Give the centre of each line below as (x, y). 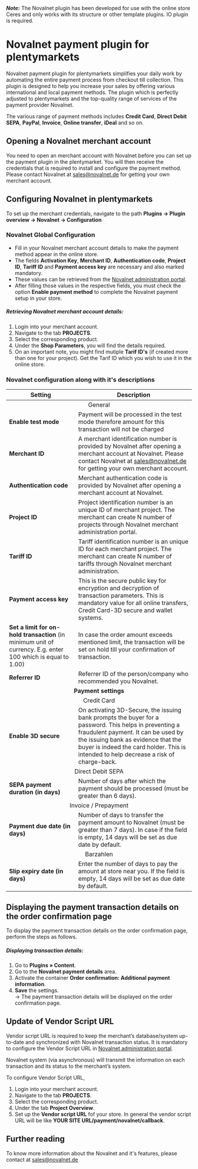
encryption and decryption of (119, 588)
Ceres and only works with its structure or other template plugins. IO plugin (97, 14)
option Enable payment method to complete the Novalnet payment (96, 292)
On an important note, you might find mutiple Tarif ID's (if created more (101, 352)
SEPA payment (30, 785)
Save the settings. (37, 990)
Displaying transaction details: (45, 950)
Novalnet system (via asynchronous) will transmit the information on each (95, 1060)
